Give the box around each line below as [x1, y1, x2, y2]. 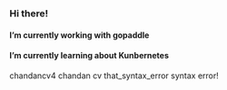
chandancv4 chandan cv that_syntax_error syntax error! [9, 70, 220, 81]
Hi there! [9, 7, 49, 20]
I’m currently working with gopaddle [9, 30, 150, 40]
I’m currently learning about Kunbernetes [9, 50, 170, 61]
